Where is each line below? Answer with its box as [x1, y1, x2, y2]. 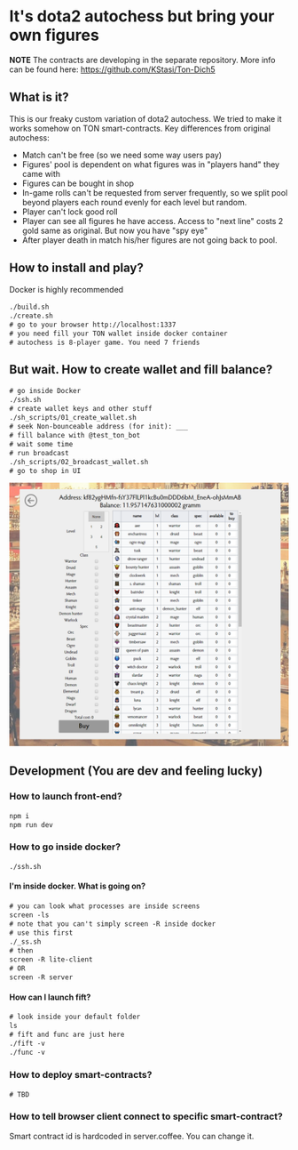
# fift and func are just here [9, 1030, 125, 1040]
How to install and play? [9, 261, 144, 276]
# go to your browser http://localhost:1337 [9, 320, 176, 329]
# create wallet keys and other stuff [9, 405, 153, 414]
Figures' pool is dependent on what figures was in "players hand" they [21, 158, 280, 170]
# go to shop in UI [9, 467, 82, 476]
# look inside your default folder [9, 1012, 141, 1022]
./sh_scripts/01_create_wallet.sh [9, 414, 137, 422]
